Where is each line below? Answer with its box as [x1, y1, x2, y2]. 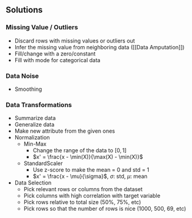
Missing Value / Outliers [5, 23, 79, 32]
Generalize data [14, 121, 55, 128]
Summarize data [14, 114, 56, 122]
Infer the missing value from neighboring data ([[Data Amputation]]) [14, 43, 185, 51]
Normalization [14, 134, 50, 141]
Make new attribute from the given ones [14, 127, 115, 135]
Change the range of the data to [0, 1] [32, 147, 127, 154]
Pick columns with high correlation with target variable [23, 192, 161, 200]
